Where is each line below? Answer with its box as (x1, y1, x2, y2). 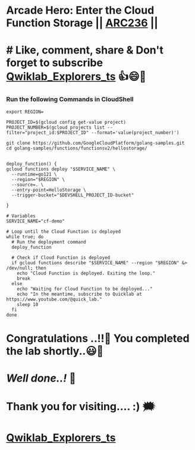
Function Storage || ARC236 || (6, 16, 159, 30)
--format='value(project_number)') (91, 129, 180, 136)
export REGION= (6, 108, 44, 115)
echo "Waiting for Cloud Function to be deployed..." (17, 286, 153, 292)
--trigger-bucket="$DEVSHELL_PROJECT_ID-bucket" (11, 192, 134, 198)
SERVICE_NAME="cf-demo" (6, 218, 65, 224)
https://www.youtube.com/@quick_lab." (6, 296, 102, 302)
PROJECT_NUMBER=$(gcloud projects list (6, 124, 105, 130)
